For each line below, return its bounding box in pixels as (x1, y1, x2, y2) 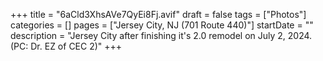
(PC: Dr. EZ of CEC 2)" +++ (10, 40, 123, 52)
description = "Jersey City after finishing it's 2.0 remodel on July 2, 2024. (10, 30, 313, 41)
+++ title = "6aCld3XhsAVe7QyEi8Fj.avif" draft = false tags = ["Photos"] (10, 9, 307, 20)
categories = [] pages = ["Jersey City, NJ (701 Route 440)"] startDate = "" (10, 19, 314, 31)
